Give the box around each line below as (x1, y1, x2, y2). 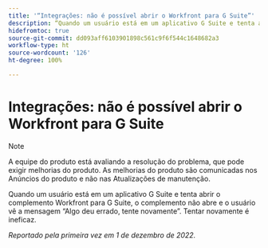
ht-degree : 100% (8, 57, 62, 65)
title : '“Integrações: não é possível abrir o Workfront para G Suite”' (8, 11, 255, 20)
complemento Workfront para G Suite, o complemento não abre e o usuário (8, 198, 256, 207)
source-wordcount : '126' (8, 49, 91, 57)
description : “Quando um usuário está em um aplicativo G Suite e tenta (8, 19, 255, 27)
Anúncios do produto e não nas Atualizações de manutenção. (8, 174, 211, 183)
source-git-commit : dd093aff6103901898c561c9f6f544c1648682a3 (8, 34, 219, 42)
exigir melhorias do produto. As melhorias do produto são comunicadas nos (8, 165, 258, 174)
